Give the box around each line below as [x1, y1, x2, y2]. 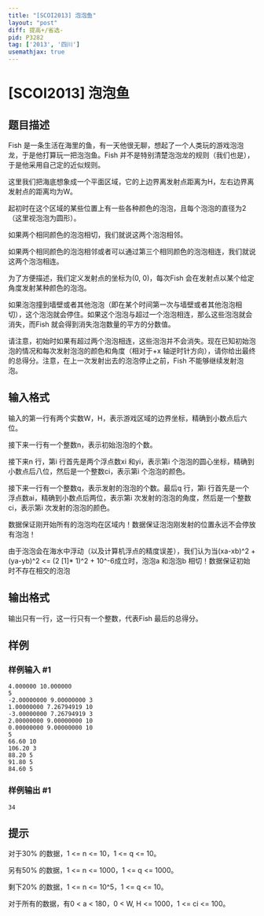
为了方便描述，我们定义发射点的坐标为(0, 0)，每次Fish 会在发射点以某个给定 [8, 273, 255, 283]
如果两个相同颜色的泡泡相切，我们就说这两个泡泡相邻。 [8, 230, 187, 239]
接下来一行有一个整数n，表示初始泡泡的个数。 [8, 440, 157, 449]
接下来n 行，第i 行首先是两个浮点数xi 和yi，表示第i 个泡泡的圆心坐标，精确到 [8, 456, 255, 466]
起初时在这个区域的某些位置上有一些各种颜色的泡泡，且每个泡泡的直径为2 [8, 204, 247, 212]
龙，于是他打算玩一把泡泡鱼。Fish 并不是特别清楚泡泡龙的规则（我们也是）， [8, 150, 255, 160]
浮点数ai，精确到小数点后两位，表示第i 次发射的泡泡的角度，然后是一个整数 [8, 493, 251, 502]
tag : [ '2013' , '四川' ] [8, 41, 80, 49]
